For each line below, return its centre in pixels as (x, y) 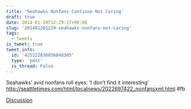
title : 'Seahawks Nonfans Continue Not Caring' (65, 11)
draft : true (20, 17)
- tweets (22, 39)
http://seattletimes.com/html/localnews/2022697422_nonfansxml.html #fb (96, 89)
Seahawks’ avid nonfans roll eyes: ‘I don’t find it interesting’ (77, 83)
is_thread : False (32, 66)
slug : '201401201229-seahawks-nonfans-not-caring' (69, 28)
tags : (13, 33)
